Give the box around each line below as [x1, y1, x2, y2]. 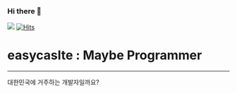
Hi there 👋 [7, 6, 42, 16]
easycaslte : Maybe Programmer [7, 48, 202, 64]
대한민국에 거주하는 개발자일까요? [7, 78, 100, 87]
